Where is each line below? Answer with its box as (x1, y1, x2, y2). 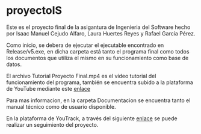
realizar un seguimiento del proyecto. (6, 121, 99, 128)
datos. (6, 61, 22, 68)
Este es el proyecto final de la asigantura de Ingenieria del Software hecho (6, 23, 191, 31)
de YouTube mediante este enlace (6, 85, 91, 92)
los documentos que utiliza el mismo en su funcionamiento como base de (6, 54, 189, 61)
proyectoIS (6, 4, 62, 17)
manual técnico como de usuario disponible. (6, 103, 116, 110)
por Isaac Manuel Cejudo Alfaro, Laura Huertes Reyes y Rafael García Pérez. (6, 29, 196, 37)
